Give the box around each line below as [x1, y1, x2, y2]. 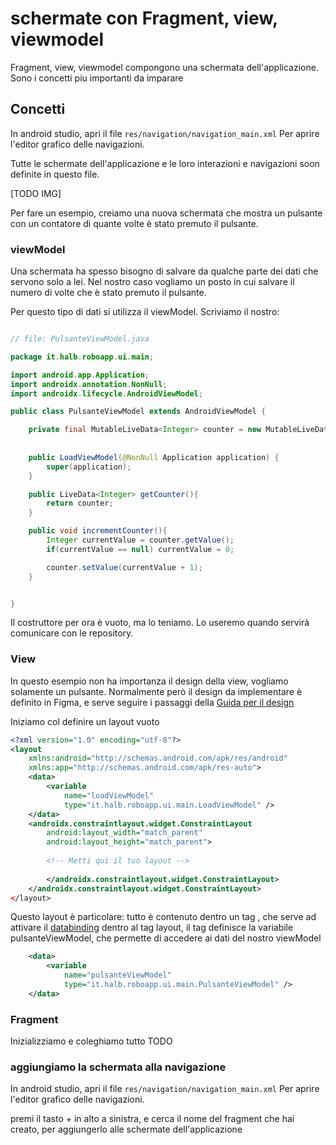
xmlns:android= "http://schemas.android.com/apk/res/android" [28, 753, 288, 764]
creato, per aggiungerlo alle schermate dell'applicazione [10, 1123, 243, 1136]
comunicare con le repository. [10, 627, 134, 639]
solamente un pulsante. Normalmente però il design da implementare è [10, 685, 303, 697]
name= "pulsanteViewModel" [63, 970, 172, 981]
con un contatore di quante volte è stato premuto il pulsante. [10, 217, 259, 229]
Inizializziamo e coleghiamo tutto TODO [10, 1035, 173, 1047]
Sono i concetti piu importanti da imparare [10, 72, 184, 84]
